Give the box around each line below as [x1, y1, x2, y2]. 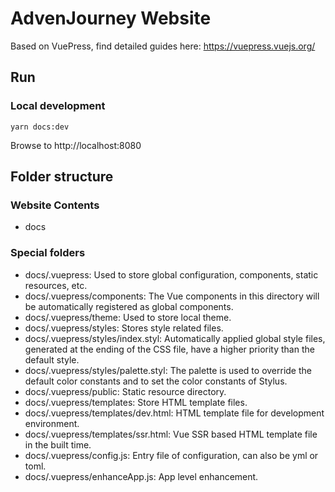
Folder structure [10, 168, 114, 186]
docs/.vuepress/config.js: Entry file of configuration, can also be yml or [24, 449, 319, 461]
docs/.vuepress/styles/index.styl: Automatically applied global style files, [24, 332, 326, 344]
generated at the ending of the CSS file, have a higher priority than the [24, 343, 315, 355]
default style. [24, 353, 80, 366]
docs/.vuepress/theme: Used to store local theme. [24, 311, 232, 323]
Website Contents [10, 198, 100, 212]
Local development [10, 99, 106, 113]
